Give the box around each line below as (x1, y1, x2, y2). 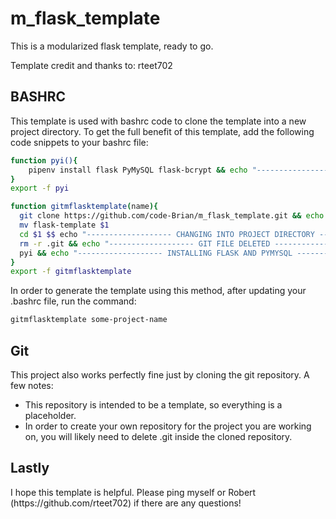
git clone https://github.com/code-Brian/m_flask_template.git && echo (19, 211, 325, 221)
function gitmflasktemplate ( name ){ (10, 202, 159, 212)
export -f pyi (10, 183, 70, 194)
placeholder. (24, 409, 77, 421)
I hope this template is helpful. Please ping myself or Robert (10, 486, 257, 498)
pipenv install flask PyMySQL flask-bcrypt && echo (28, 165, 248, 175)
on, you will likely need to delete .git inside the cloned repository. (24, 430, 293, 442)
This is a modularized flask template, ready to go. (10, 40, 214, 52)
